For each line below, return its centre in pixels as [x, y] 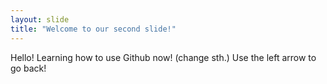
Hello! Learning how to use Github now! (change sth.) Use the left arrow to [163, 57]
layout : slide [40, 19]
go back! [28, 68]
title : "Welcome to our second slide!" [93, 29]
